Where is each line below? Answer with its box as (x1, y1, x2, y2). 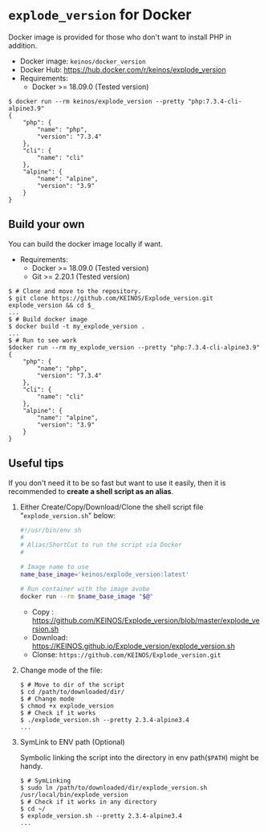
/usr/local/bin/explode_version (19, 790, 128, 798)
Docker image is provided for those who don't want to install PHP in (8, 32, 232, 42)
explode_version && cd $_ (8, 301, 95, 309)
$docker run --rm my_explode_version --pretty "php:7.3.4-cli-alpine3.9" (8, 343, 261, 351)
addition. (8, 40, 38, 50)
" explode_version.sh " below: (19, 510, 116, 520)
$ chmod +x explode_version (19, 701, 114, 710)
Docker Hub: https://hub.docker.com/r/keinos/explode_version (19, 64, 226, 74)
